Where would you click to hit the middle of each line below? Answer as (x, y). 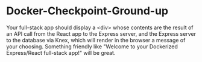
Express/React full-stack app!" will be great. (61, 52)
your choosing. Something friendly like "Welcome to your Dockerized (92, 46)
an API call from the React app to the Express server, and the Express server (101, 33)
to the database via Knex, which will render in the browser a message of (96, 40)
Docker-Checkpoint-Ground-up (87, 11)
